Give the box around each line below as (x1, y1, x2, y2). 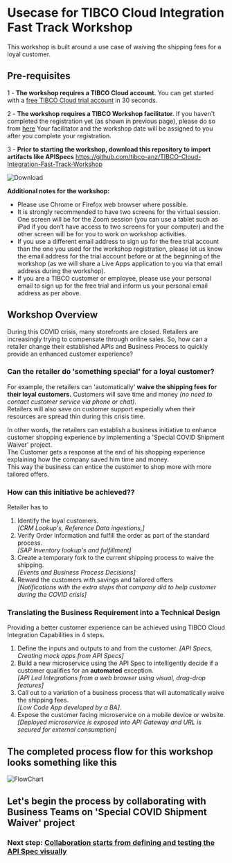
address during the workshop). (17, 266, 106, 275)
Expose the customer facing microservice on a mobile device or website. (17, 711, 226, 719)
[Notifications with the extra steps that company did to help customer (17, 583, 217, 591)
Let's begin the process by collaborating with (7, 795, 206, 807)
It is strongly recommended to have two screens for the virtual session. (17, 207, 220, 216)
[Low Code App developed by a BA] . (17, 703, 122, 712)
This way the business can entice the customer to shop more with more (7, 462, 212, 470)
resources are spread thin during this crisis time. (7, 412, 145, 420)
